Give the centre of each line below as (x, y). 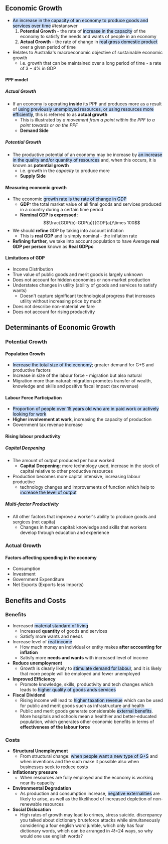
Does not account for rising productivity (54, 312)
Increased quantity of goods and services (64, 631)
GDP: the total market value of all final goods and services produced (91, 204)
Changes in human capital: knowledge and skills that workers (83, 527)
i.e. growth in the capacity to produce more (65, 171)
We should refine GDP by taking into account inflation (68, 230)
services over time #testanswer (45, 26)
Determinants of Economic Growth (60, 327)
